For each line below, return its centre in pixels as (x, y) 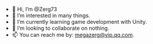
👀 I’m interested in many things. (51, 15)
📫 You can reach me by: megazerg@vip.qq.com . (73, 35)
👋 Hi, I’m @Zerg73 (34, 9)
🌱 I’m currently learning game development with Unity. (80, 22)
